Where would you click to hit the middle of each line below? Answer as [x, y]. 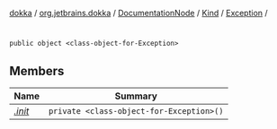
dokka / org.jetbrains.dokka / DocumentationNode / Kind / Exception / [138, 13]
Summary [136, 96]
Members [37, 71]
